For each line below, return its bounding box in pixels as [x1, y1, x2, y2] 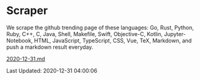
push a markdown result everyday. [6, 43, 94, 51]
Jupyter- [164, 30, 186, 37]
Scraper [6, 4, 48, 18]
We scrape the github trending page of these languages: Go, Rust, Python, [6, 24, 194, 31]
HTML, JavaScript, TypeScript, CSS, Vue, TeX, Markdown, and [34, 37, 192, 44]
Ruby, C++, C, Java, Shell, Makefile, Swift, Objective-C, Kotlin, [6, 30, 163, 37]
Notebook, [6, 37, 33, 44]
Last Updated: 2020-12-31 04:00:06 [6, 67, 98, 74]
